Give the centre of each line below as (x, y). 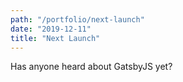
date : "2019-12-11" (51, 29)
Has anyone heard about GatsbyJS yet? (91, 67)
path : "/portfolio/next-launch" (77, 19)
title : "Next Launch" (55, 38)
